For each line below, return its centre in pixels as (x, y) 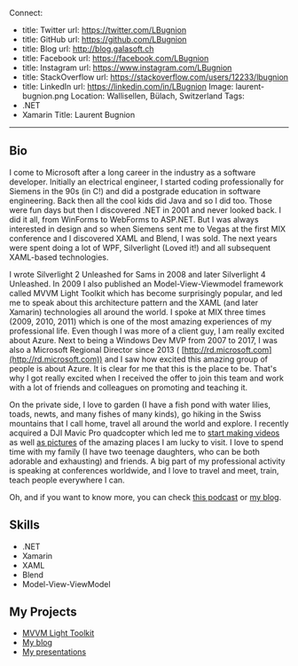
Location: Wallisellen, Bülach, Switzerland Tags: (158, 96)
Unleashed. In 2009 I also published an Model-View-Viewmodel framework (146, 284)
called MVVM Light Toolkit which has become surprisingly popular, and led (146, 293)
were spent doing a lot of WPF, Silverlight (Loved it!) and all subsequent (140, 247)
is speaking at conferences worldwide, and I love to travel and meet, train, (144, 470)
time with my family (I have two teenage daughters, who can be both (134, 451)
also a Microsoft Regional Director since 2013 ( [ (97, 349)
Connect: (26, 13)
